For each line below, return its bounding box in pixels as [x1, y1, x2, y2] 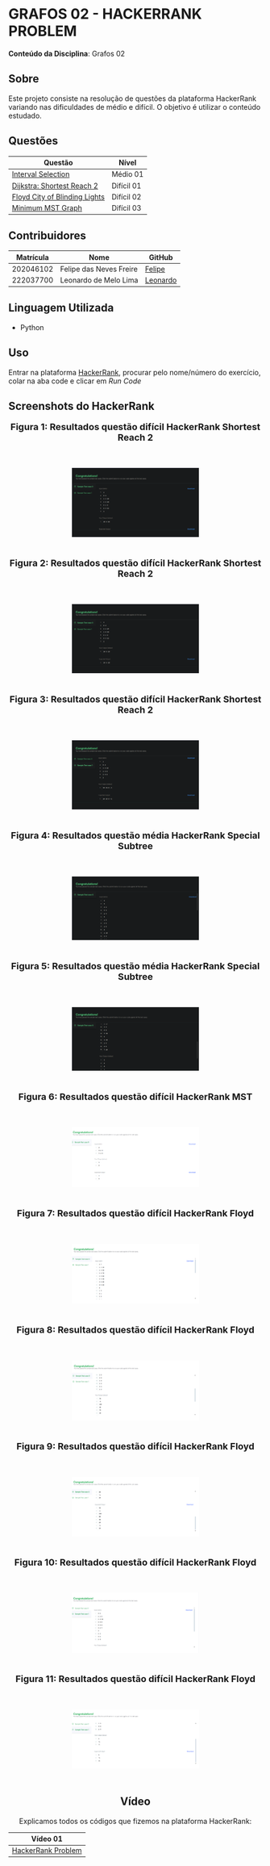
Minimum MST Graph [11, 203, 83, 213]
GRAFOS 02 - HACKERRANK [8, 5, 202, 23]
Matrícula [15, 252, 50, 262]
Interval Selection [11, 169, 70, 179]
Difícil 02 [111, 191, 142, 202]
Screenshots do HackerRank [8, 399, 155, 412]
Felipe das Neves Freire [60, 264, 139, 274]
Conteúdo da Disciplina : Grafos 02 [8, 48, 126, 58]
